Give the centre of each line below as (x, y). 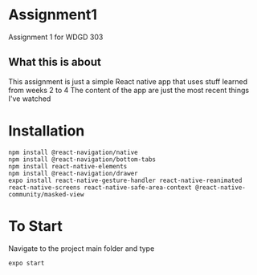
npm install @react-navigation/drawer (73, 173)
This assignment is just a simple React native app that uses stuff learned (128, 81)
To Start (35, 226)
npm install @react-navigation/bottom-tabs (82, 159)
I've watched (30, 99)
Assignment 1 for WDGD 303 (56, 37)
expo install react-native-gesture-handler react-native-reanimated (125, 180)
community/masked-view (46, 194)
